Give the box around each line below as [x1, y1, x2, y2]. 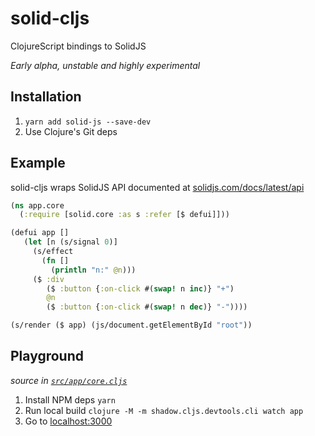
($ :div [32, 274, 65, 284]
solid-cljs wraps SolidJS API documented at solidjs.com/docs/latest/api [10, 181, 305, 193]
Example [10, 155, 66, 172]
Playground [10, 348, 84, 365]
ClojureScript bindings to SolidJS [10, 40, 147, 52]
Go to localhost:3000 [24, 415, 113, 427]
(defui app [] [10, 228, 70, 238]
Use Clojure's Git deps [24, 125, 118, 137]
